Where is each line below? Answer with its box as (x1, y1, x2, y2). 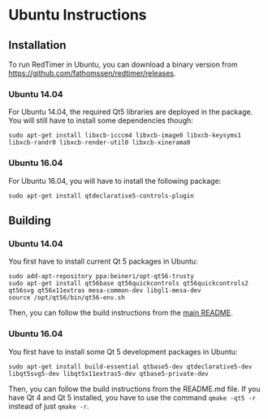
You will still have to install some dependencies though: (8, 116, 193, 125)
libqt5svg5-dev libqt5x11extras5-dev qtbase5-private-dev (8, 369, 209, 378)
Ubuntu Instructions (8, 6, 147, 24)
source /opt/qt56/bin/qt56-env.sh (8, 294, 126, 302)
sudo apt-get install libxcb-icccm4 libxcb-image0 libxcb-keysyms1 (8, 132, 242, 140)
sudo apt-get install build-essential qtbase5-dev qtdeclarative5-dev (8, 362, 253, 371)
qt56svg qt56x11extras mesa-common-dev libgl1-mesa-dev (8, 286, 201, 295)
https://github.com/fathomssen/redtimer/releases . (8, 68, 176, 78)
